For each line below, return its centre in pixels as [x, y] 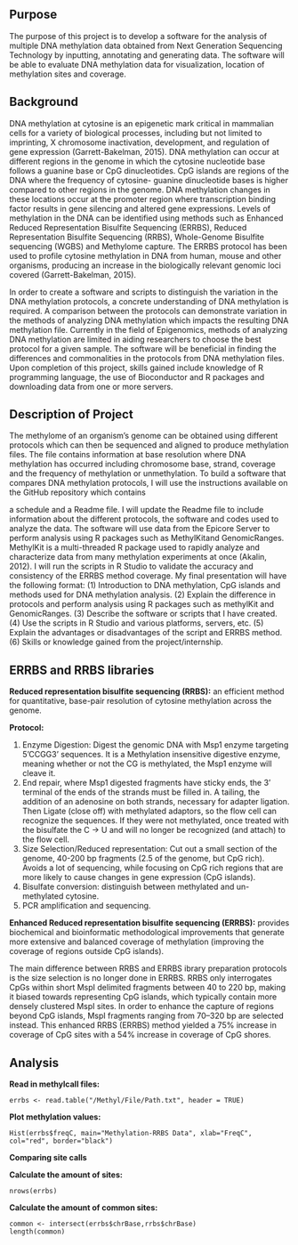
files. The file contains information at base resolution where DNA [128, 455]
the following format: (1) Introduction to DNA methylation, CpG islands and [145, 586]
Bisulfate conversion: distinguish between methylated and [128, 887]
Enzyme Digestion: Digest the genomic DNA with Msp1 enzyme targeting [155, 745]
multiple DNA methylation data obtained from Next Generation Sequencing [146, 45]
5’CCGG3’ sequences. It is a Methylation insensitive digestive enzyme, [151, 755]
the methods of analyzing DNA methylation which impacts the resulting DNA [149, 320]
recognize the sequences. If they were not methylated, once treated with [155, 821]
